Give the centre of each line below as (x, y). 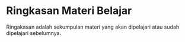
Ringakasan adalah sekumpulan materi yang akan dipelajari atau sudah (93, 27)
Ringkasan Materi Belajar (69, 11)
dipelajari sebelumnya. (34, 33)
